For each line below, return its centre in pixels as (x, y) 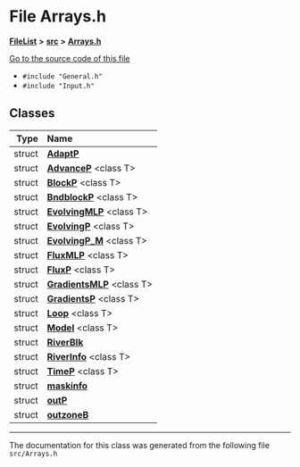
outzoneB (68, 414)
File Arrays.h (58, 17)
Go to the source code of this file (70, 58)
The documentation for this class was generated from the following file (140, 445)
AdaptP (63, 154)
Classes (32, 113)
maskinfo (67, 386)
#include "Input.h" (58, 86)
